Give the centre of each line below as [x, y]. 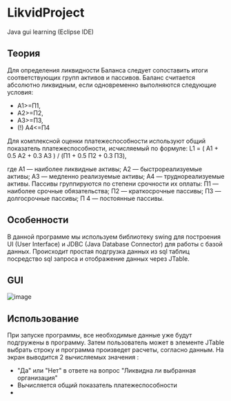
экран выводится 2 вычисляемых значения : [73, 358]
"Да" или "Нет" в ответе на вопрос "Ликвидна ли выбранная [107, 371]
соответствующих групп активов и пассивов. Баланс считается [101, 77]
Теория [24, 53]
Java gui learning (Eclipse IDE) [51, 32]
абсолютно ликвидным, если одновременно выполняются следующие [112, 85]
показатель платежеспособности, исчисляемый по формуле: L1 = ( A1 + [113, 148]
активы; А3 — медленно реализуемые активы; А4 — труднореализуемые [116, 176]
